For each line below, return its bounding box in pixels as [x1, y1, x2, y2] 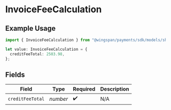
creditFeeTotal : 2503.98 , [10, 51, 65, 57]
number [49, 95, 68, 102]
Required [73, 85, 96, 93]
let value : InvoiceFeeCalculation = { [5, 47, 88, 52]
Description [100, 85, 129, 93]
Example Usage [5, 24, 56, 33]
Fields [5, 70, 25, 79]
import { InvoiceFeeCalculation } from [5, 37, 90, 42]
